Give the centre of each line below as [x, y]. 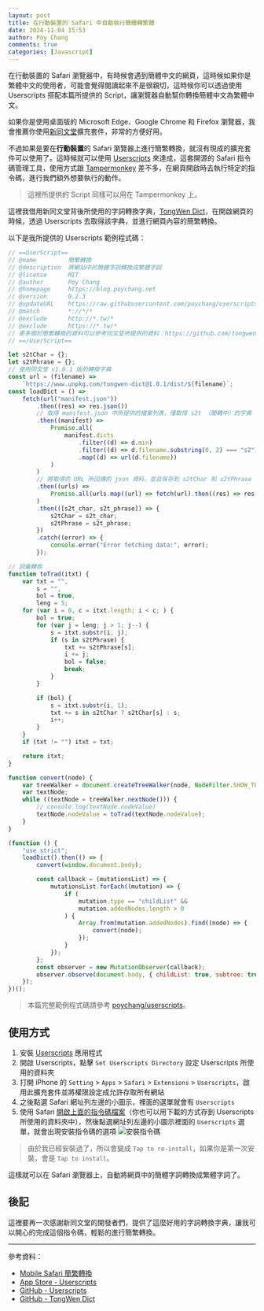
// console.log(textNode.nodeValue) [96, 807]
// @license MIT [44, 275]
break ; [75, 669]
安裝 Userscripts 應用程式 [61, 1053]
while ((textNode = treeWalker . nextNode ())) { [100, 800]
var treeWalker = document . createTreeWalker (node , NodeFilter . [128, 785]
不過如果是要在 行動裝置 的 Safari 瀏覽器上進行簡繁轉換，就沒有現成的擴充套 [130, 148]
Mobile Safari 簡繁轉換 [56, 1273]
